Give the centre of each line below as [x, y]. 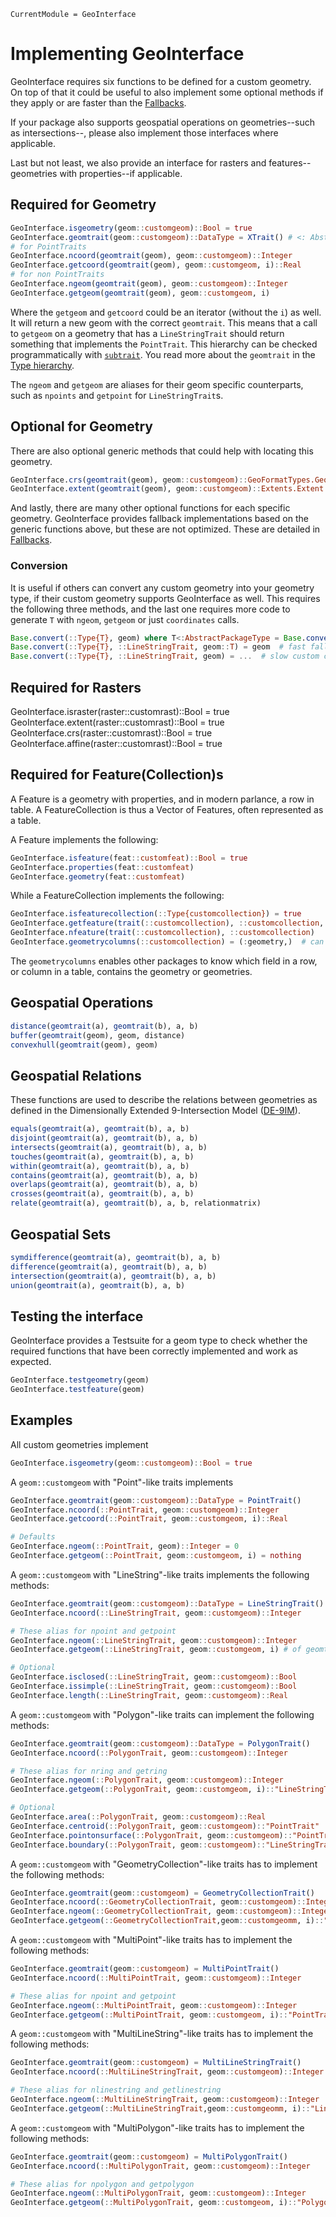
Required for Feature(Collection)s [117, 775]
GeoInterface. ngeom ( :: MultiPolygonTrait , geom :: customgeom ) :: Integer [158, 2193]
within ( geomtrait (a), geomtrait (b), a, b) [100, 1166]
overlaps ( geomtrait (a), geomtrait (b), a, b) [104, 1185]
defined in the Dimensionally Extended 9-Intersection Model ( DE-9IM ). [155, 1111]
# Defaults [33, 1537]
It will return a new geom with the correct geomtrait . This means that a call [164, 322]
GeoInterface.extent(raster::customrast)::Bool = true [117, 722]
